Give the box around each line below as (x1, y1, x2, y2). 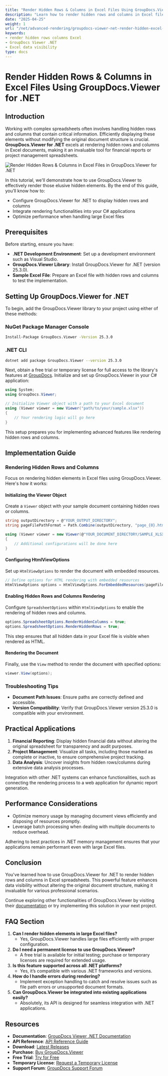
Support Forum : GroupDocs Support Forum (12, 1065, 103, 1071)
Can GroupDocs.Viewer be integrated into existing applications (12, 989, 147, 995)
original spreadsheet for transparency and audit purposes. (12, 743, 133, 749)
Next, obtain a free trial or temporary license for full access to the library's (5, 367, 158, 373)
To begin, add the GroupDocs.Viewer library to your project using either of (5, 306, 158, 312)
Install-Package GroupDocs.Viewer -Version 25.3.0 (5, 335, 113, 340)
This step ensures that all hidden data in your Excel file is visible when (5, 633, 149, 639)
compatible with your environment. (12, 710, 84, 716)
